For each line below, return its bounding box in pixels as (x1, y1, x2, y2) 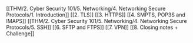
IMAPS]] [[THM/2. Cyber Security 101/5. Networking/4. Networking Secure (6, 18, 187, 24)
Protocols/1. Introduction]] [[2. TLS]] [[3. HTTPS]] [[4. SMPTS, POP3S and (6, 11, 185, 18)
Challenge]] (6, 30, 35, 37)
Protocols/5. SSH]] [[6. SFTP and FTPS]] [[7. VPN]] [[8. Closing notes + (6, 24, 178, 31)
